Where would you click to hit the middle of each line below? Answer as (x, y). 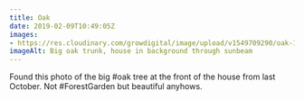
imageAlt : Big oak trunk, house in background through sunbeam (131, 51)
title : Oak (30, 18)
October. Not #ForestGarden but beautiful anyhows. (106, 86)
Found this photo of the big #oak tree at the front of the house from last (142, 77)
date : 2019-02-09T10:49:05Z (62, 26)
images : (24, 34)
